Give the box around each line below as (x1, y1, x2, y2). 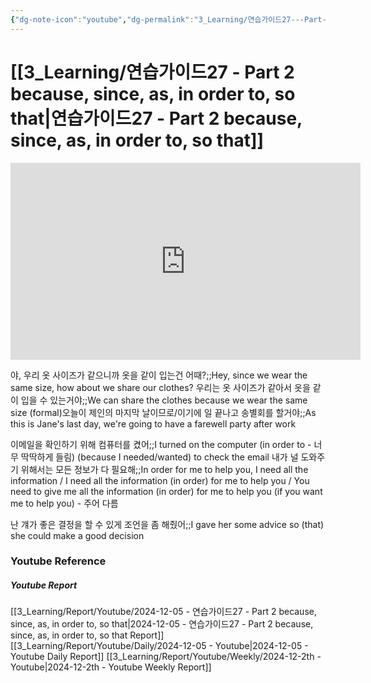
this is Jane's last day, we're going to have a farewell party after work (10, 417, 297, 430)
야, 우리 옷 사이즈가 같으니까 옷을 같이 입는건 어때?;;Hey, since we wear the (10, 369, 308, 381)
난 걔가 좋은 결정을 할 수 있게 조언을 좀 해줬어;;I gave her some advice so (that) (10, 518, 325, 530)
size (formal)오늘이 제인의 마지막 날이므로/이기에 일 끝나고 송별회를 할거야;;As (10, 406, 317, 418)
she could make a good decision (10, 529, 145, 541)
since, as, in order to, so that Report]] (10, 629, 165, 641)
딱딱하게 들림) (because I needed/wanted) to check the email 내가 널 (20, 451, 299, 463)
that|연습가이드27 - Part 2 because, (10, 107, 303, 130)
